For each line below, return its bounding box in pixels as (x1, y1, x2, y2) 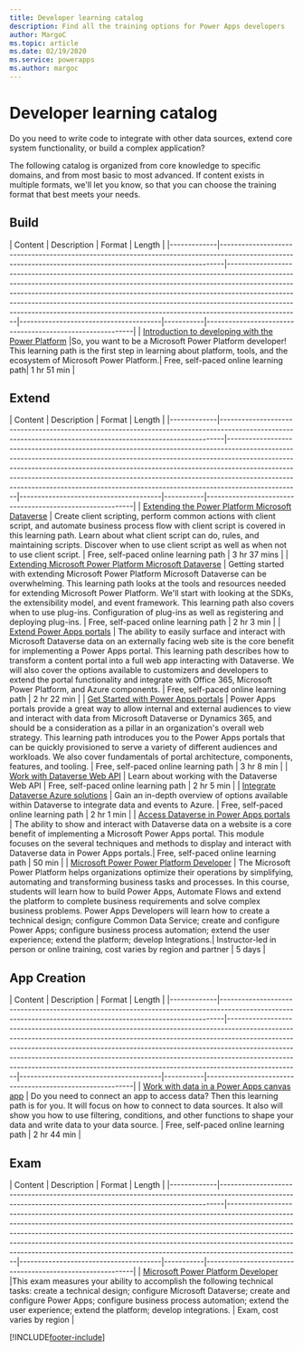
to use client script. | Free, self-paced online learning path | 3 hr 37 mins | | (9, 549, 289, 560)
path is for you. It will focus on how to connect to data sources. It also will (9, 1100, 283, 1111)
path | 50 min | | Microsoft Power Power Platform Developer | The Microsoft (9, 857, 291, 868)
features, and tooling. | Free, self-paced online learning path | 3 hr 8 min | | (9, 761, 289, 772)
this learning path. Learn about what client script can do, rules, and (9, 530, 260, 541)
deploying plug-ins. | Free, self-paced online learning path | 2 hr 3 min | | (9, 617, 281, 628)
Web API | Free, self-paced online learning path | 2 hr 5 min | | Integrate (9, 780, 276, 791)
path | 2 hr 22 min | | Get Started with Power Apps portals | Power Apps (9, 694, 276, 705)
